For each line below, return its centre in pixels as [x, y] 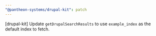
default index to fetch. [28, 29]
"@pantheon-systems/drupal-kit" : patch [46, 10]
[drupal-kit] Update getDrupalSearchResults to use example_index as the [78, 24]
